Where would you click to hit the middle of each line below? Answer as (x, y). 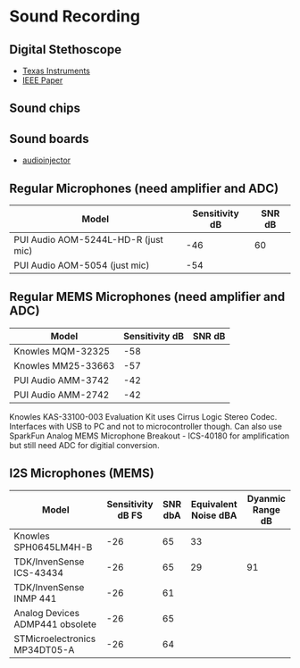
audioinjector (46, 160)
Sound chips (45, 109)
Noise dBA (214, 515)
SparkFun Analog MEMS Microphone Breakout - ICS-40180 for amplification (150, 436)
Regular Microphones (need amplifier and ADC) (144, 188)
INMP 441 (35, 598)
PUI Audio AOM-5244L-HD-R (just (88, 240)
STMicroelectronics (55, 639)
